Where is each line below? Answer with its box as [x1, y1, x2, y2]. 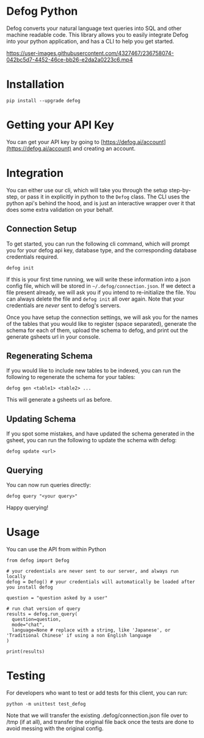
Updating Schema [6, 413, 76, 424]
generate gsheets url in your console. [6, 333, 101, 341]
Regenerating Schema [6, 350, 93, 361]
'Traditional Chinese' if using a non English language [6, 632, 151, 638]
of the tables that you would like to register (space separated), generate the [6, 320, 197, 327]
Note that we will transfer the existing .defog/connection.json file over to [6, 712, 188, 719]
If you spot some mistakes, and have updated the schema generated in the [6, 430, 195, 437]
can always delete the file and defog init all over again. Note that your [6, 295, 184, 303]
